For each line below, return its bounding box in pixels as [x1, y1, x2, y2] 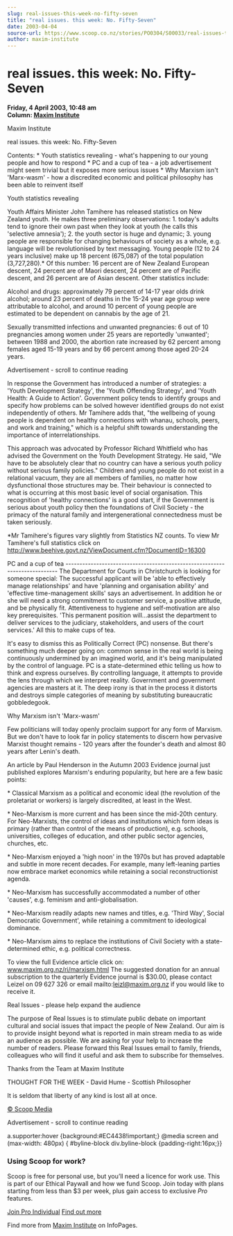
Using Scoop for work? [7, 1156, 86, 1166]
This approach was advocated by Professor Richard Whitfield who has [7, 445, 208, 453]
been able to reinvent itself [7, 181, 83, 189]
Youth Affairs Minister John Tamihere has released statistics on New [7, 207, 202, 216]
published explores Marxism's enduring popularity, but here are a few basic [7, 768, 223, 777]
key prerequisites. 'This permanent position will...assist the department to [7, 611, 217, 619]
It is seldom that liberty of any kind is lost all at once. [7, 1092, 157, 1100]
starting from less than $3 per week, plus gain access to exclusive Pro [7, 1187, 208, 1195]
